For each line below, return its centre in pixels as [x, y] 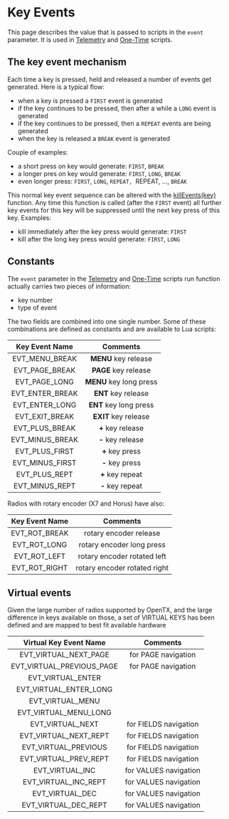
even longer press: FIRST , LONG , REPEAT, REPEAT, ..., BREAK [102, 181]
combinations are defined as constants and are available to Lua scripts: [112, 329]
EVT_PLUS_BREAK [44, 428]
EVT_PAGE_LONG [45, 382]
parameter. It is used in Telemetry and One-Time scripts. [90, 39]
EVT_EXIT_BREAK [45, 416]
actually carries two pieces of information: [69, 286]
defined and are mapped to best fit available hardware [87, 625]
